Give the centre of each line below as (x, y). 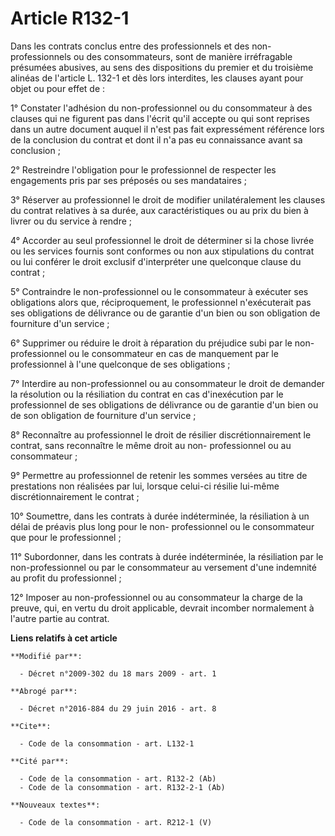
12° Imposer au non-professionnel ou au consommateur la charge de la (156, 597)
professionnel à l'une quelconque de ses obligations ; (120, 364)
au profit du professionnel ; (66, 578)
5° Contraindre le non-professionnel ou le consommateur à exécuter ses (159, 291)
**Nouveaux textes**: (55, 805)
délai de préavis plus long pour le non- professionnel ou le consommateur (162, 526)
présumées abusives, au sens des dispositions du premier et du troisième (162, 67)
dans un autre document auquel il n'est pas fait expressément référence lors (167, 129)
